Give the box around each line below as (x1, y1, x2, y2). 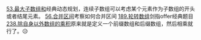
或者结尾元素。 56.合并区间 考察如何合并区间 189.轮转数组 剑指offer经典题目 (6, 13, 194, 20)
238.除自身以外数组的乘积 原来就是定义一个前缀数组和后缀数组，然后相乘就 (6, 20, 193, 27)
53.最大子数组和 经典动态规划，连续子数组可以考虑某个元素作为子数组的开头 (6, 5, 196, 12)
